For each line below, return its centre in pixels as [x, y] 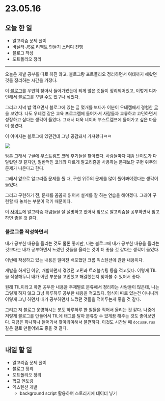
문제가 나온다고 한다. [25, 168]
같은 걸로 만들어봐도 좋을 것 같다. [37, 328]
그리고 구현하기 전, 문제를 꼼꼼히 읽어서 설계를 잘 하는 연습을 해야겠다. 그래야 [78, 195]
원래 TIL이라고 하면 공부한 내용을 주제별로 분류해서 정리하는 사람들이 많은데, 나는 [82, 287]
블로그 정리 [23, 369]
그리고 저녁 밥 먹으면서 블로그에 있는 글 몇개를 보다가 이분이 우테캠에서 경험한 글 [82, 107]
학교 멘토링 [23, 381]
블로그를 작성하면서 [27, 231]
